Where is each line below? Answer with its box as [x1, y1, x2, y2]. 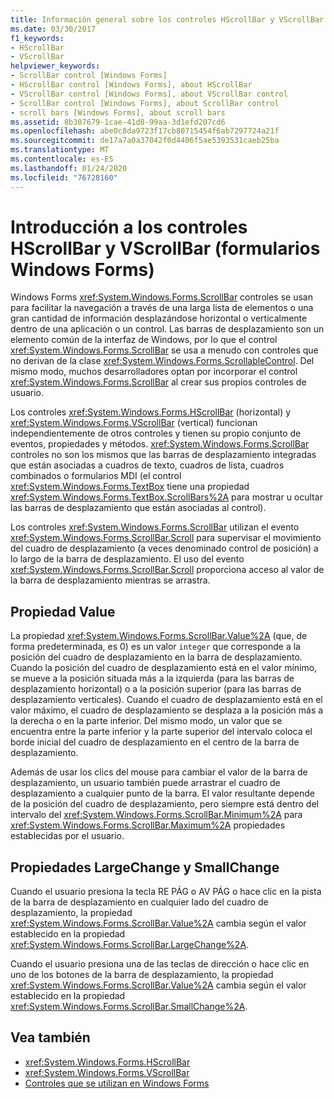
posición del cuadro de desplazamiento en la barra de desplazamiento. [10, 651, 303, 663]
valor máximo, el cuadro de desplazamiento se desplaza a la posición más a [10, 704, 324, 716]
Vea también [10, 1029, 91, 1046]
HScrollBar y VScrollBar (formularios [10, 237, 321, 260]
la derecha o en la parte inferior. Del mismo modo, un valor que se [10, 715, 283, 727]
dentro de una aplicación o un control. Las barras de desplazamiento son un [10, 323, 325, 335]
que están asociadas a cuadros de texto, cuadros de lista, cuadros [10, 459, 285, 471]
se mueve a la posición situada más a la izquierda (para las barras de [10, 672, 295, 685]
